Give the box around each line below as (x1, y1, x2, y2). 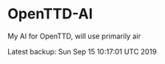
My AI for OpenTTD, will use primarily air (7, 31, 141, 41)
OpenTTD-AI (7, 5, 93, 23)
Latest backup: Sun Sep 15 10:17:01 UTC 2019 (7, 46, 157, 56)
